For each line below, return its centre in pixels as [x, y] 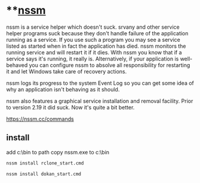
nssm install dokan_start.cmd [44, 174]
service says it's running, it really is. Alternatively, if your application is [93, 59]
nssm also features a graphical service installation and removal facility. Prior [100, 101]
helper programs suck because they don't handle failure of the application [97, 33]
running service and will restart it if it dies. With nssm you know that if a [94, 52]
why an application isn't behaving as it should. [63, 89]
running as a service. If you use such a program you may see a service [93, 39]
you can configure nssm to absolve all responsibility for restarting [110, 65]
